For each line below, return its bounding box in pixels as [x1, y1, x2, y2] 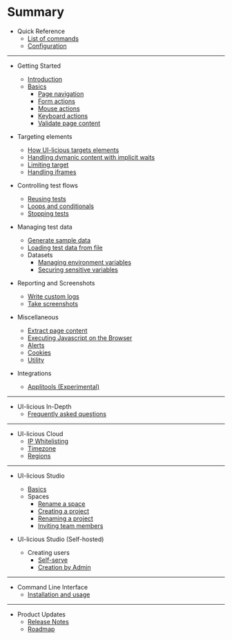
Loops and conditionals [27, 202, 95, 210]
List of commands [27, 34, 79, 42]
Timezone [27, 444, 57, 453]
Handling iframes [27, 167, 77, 176]
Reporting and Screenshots [17, 279, 95, 287]
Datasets [27, 250, 53, 259]
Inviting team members [37, 521, 104, 529]
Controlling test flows [17, 181, 78, 189]
